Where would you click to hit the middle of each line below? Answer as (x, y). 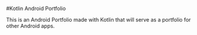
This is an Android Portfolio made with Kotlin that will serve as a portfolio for (98, 20)
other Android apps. (30, 26)
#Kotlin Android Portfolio (36, 8)
